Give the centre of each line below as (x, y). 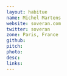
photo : (15, 52)
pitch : (15, 47)
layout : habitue (27, 12)
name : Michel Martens (34, 18)
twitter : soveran (28, 29)
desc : (13, 58)
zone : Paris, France (33, 35)
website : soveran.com (34, 23)
